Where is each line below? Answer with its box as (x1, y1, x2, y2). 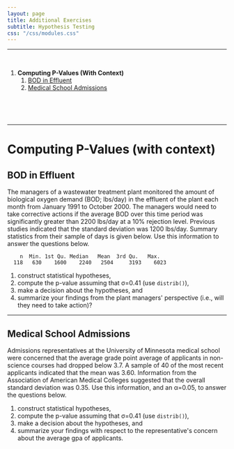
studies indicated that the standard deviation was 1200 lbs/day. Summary (7, 224, 218, 234)
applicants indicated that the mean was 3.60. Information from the (7, 369, 197, 377)
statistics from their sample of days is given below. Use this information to (7, 232, 219, 241)
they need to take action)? (17, 301, 93, 310)
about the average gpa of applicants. (17, 434, 124, 443)
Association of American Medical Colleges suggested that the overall (7, 376, 205, 384)
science (7, 361, 30, 370)
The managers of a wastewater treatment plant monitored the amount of (7, 188, 214, 196)
